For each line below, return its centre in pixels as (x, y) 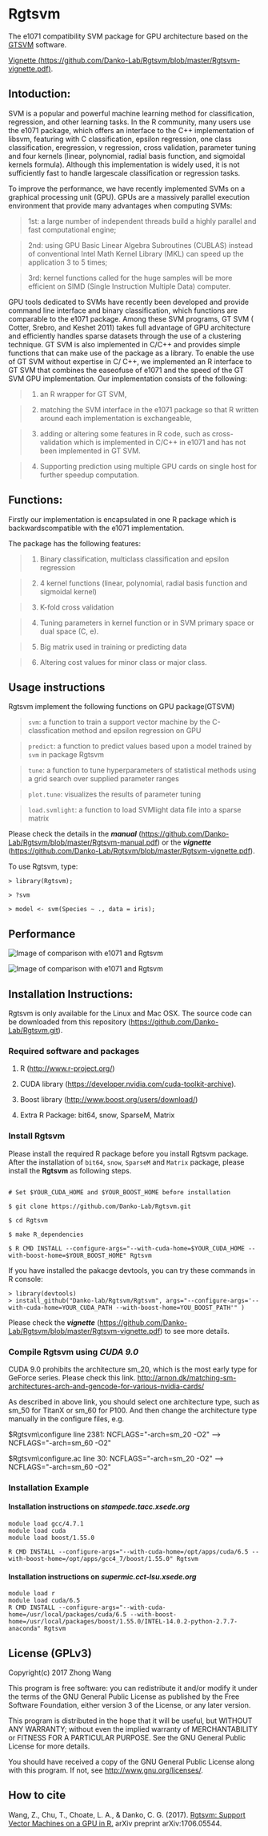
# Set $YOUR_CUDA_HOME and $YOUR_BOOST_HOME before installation (119, 1192)
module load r (32, 1594)
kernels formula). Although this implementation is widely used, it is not (124, 164)
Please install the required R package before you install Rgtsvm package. (128, 1153)
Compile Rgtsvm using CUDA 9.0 (74, 1352)
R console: (26, 1279)
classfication (49, 731)
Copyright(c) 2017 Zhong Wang (60, 1672)
